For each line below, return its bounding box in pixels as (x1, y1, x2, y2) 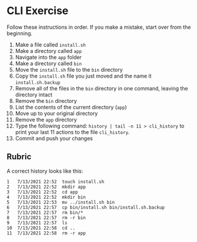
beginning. (6, 29, 33, 36)
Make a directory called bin (15, 60, 82, 67)
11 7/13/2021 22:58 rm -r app (6, 230, 86, 236)
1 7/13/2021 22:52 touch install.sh (6, 179, 105, 184)
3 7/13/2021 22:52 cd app (6, 189, 78, 195)
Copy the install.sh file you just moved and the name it (15, 72, 152, 79)
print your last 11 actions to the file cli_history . (15, 128, 130, 136)
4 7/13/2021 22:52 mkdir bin (6, 194, 86, 200)
